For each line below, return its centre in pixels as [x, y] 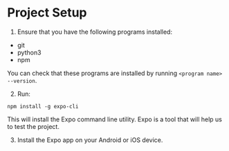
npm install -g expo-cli [43, 106]
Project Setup [47, 13]
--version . [22, 80]
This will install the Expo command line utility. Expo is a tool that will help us [115, 119]
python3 [29, 52]
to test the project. [34, 126]
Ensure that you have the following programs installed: [95, 32]
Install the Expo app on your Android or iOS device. [90, 140]
